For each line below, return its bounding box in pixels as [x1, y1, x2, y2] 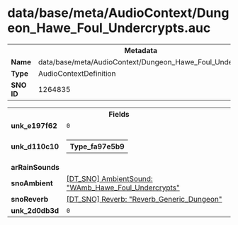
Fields [108, 109, 130, 119]
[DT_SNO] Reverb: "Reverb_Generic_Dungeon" [66, 194, 222, 204]
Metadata [123, 45, 158, 55]
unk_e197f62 [11, 120, 58, 130]
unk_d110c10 [11, 142, 59, 151]
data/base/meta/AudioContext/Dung [7, 5, 229, 21]
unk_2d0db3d [11, 205, 59, 215]
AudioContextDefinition [38, 69, 116, 79]
